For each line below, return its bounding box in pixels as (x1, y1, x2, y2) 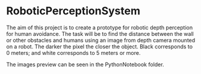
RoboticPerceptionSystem (6, 4, 141, 18)
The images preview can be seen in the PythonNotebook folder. (6, 61, 164, 68)
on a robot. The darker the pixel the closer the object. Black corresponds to (6, 43, 193, 50)
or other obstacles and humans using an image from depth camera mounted (6, 36, 196, 44)
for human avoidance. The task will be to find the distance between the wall (6, 30, 194, 37)
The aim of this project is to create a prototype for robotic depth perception (6, 24, 193, 31)
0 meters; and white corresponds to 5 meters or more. (6, 49, 141, 56)
